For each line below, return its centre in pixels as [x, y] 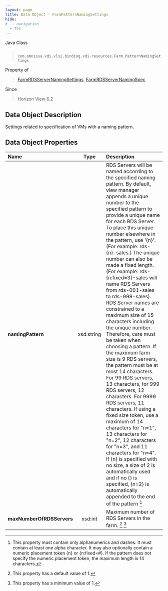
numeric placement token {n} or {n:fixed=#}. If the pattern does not [82, 553]
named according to [129, 171]
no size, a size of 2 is [130, 465]
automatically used [128, 471]
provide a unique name [133, 215]
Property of [17, 70]
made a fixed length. [130, 265]
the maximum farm [128, 352]
